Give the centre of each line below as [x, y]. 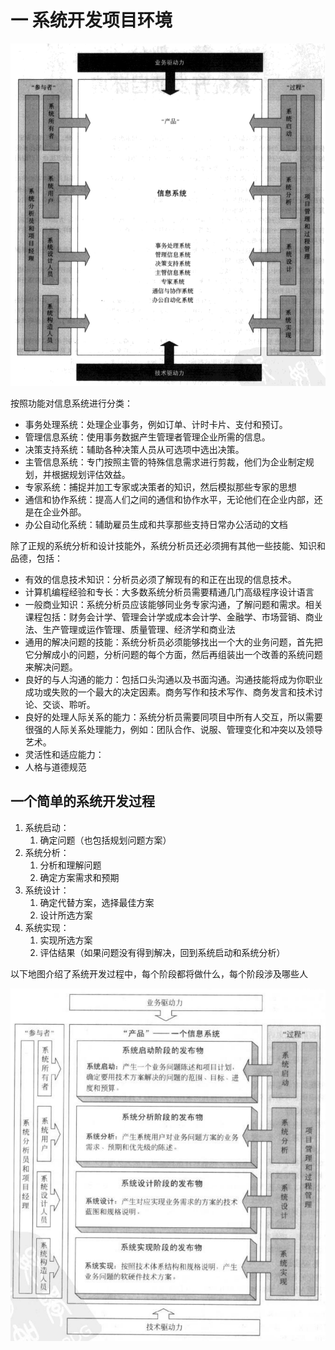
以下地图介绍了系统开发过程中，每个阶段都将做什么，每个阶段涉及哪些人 [159, 973]
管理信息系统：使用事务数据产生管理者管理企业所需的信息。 [147, 437]
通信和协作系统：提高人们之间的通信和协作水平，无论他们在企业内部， [169, 499]
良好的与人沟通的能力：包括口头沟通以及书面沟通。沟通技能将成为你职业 [173, 679]
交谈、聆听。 [69, 704]
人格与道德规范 [55, 767]
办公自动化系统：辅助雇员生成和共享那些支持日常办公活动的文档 [156, 524]
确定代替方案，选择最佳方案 [97, 902]
